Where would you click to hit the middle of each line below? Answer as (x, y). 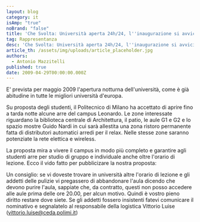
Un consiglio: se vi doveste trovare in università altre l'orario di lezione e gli (98, 175)
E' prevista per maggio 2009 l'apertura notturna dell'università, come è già (98, 89)
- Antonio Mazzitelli (38, 61)
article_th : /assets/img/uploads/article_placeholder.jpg (79, 51)
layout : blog (22, 12)
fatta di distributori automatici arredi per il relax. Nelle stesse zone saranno (98, 133)
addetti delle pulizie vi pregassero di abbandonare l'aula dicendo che (91, 181)
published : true (26, 67)
